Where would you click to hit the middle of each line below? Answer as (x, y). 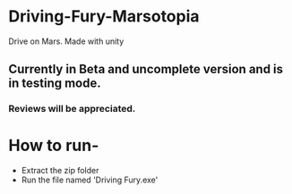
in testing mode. (55, 84)
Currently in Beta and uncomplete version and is (146, 69)
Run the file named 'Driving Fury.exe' (90, 180)
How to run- (54, 146)
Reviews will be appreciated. (72, 109)
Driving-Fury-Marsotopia (104, 17)
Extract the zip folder (60, 171)
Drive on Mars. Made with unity (66, 41)
